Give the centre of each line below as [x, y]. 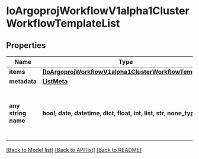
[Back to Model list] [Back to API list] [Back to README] [74, 150]
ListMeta [55, 81]
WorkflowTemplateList [63, 23]
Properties [26, 45]
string [18, 113]
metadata [23, 81]
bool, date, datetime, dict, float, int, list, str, [104, 113]
